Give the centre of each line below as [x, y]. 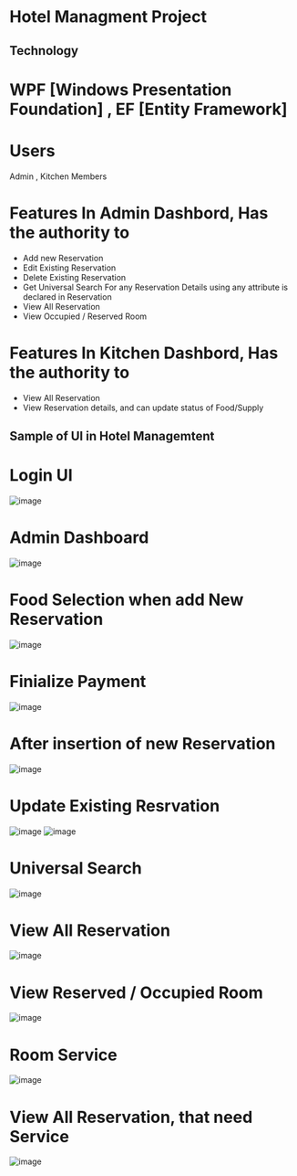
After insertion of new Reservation [143, 743]
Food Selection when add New [127, 600]
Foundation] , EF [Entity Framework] [148, 109]
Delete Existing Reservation [74, 277]
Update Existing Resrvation [115, 805]
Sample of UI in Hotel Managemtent [112, 436]
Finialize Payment [78, 681]
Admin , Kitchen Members [58, 176]
